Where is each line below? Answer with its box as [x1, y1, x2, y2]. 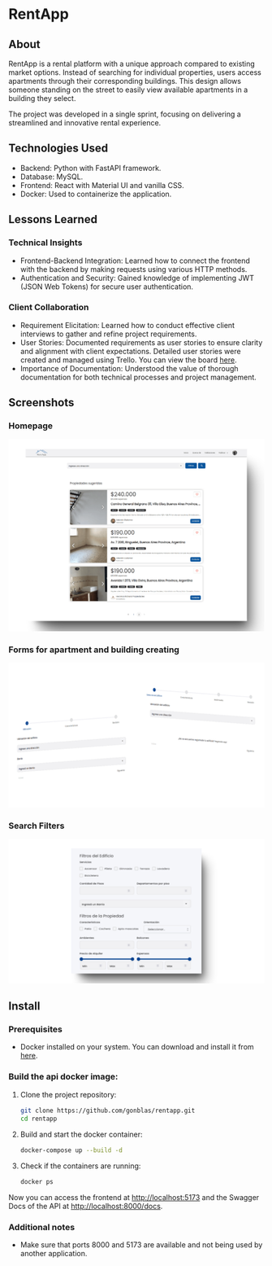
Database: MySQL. [19, 172, 84, 182]
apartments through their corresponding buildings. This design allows [8, 77, 242, 85]
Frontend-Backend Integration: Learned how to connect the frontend [19, 256, 250, 265]
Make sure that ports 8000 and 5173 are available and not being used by [19, 1240, 263, 1250]
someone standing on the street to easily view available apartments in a [8, 85, 248, 94]
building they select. [8, 94, 76, 103]
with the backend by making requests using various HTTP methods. [19, 264, 248, 274]
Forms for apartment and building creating [8, 644, 180, 655]
